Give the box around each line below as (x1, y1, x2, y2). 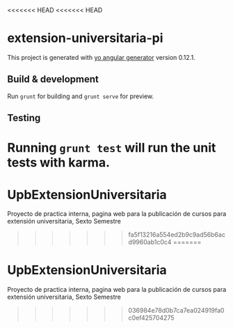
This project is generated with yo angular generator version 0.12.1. (7, 53, 196, 61)
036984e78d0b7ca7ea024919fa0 (128, 306, 225, 315)
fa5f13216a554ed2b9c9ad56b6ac (128, 231, 226, 239)
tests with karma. (7, 155, 110, 171)
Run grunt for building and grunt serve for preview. (7, 92, 154, 100)
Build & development (7, 73, 99, 86)
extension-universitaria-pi (7, 31, 163, 46)
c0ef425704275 (128, 313, 175, 322)
